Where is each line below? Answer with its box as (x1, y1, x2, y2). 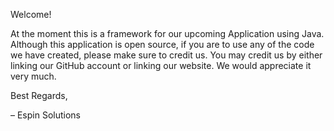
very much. (10, 70, 57, 82)
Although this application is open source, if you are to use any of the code (10, 39, 315, 50)
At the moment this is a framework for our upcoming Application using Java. (10, 28, 325, 39)
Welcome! (10, 9, 52, 20)
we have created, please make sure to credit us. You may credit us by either (10, 49, 323, 61)
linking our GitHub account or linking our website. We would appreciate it (10, 60, 312, 71)
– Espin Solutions (10, 109, 81, 121)
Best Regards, (10, 90, 68, 101)
